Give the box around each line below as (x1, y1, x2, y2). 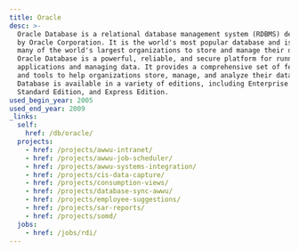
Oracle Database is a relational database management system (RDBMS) (17, 29, 280, 38)
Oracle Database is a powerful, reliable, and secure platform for (17, 54, 273, 63)
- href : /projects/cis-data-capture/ (25, 170, 166, 179)
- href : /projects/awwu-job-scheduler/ (25, 153, 174, 163)
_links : (9, 112, 38, 121)
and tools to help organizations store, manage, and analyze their (17, 71, 273, 80)
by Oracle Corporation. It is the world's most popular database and (17, 37, 280, 47)
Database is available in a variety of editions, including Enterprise (17, 79, 289, 88)
